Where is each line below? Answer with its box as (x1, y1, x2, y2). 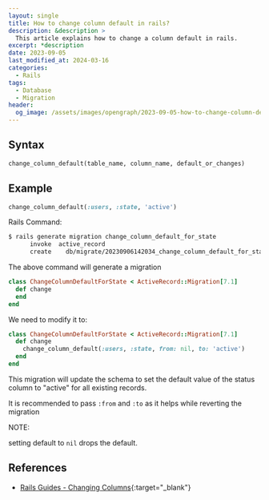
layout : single (8, 11, 59, 20)
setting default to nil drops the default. (8, 437, 138, 447)
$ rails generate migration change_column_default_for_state (8, 233, 217, 241)
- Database (15, 86, 52, 95)
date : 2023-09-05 (8, 49, 66, 57)
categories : (8, 64, 48, 72)
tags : (8, 79, 26, 87)
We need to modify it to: (8, 314, 88, 325)
